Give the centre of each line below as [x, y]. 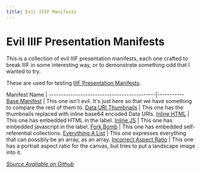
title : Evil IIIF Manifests [42, 12]
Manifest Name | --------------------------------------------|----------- [95, 95]
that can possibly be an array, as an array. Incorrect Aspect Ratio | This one [100, 139]
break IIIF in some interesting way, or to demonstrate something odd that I [98, 64]
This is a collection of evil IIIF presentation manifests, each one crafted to [97, 58]
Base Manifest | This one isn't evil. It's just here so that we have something [99, 101]
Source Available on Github [40, 164]
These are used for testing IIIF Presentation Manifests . [74, 83]
